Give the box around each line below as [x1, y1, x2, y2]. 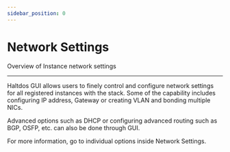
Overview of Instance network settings [7, 62, 116, 70]
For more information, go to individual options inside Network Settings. [7, 137, 207, 145]
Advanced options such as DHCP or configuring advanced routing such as [7, 117, 218, 125]
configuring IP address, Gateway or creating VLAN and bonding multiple [7, 96, 211, 104]
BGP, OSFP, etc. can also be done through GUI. [7, 123, 140, 132]
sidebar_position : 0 [7, 10, 66, 17]
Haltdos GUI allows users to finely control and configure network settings [7, 81, 214, 89]
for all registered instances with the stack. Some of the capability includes [7, 89, 216, 97]
